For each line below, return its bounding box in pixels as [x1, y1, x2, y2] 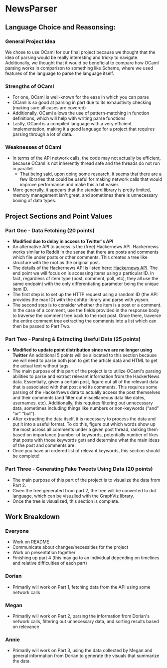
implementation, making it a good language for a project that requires [12, 126, 155, 132]
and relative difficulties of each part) [12, 560, 87, 566]
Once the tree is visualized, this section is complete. [12, 498, 120, 504]
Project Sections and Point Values [5, 212, 113, 220]
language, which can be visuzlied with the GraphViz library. [12, 493, 135, 499]
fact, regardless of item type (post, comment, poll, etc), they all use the [12, 276, 159, 282]
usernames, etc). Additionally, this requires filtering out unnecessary [12, 400, 153, 406]
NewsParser [5, 3, 57, 14]
